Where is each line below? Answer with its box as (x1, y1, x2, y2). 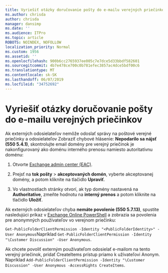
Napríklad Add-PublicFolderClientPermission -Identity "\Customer (5, 256, 145, 262)
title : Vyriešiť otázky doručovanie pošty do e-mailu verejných (5, 7, 142, 12)
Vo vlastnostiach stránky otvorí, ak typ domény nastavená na (12, 186, 138, 192)
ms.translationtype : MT (5, 68, 55, 73)
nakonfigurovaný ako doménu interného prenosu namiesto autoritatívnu (5, 146, 153, 152)
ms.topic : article (5, 35, 43, 40)
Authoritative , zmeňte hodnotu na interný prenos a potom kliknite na (12, 191, 156, 197)
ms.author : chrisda (5, 12, 46, 17)
